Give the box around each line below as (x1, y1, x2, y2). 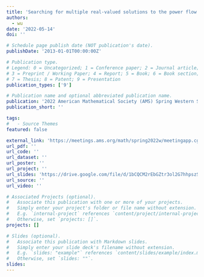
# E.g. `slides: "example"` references (6, 250, 113, 256)
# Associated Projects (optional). (6, 194, 97, 200)
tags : (6, 115, 20, 121)
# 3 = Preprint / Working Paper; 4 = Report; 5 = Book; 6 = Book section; (6, 71, 200, 77)
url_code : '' (6, 149, 39, 155)
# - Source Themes (6, 121, 59, 127)
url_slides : (6, 171, 36, 177)
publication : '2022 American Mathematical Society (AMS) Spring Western (6, 99, 194, 105)
